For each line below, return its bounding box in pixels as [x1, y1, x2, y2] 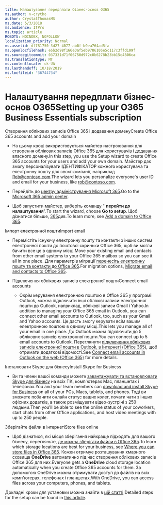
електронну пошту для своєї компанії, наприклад [12, 168, 115, 174]
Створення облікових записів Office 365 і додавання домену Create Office [5, 128, 158, 134]
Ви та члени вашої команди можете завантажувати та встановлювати [12, 373, 158, 379]
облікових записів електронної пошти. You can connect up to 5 [19, 334, 148, 340]
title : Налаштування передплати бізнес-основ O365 [5, 7, 110, 12]
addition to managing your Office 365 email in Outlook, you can [19, 307, 146, 314]
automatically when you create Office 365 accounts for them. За [12, 464, 141, 470]
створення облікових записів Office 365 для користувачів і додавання [12, 148, 158, 154]
